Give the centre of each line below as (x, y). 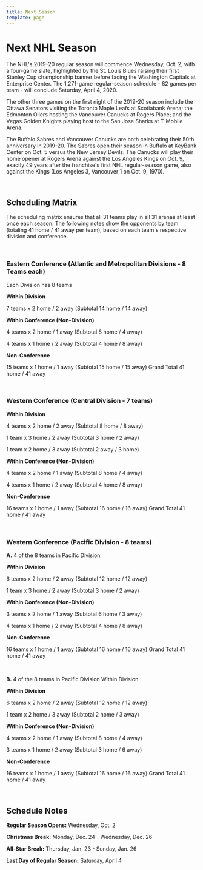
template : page (25, 18)
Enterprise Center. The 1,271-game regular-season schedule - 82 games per (101, 84)
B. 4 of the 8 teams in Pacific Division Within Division (72, 679)
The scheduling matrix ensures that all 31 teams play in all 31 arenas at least (101, 217)
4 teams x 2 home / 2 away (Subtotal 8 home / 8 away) (75, 426)
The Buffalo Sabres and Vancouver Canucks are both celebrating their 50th (100, 140)
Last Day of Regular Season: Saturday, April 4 (64, 860)
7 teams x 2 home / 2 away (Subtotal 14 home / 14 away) (77, 308)
